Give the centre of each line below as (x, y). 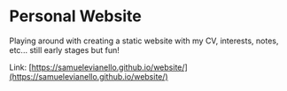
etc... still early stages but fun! (64, 49)
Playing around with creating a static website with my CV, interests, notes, (144, 41)
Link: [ (21, 67)
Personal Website (75, 16)
